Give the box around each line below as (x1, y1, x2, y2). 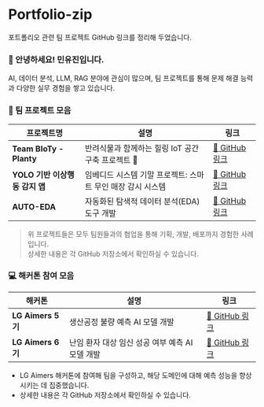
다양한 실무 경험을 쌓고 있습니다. (16, 83, 115, 93)
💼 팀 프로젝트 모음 (8, 105, 71, 116)
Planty (12, 153, 37, 164)
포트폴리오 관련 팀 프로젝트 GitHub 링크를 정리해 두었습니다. (8, 32, 192, 42)
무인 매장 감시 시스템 (93, 181, 167, 192)
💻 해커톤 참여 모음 (8, 270, 75, 281)
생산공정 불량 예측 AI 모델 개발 (69, 316, 174, 327)
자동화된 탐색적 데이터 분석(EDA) (85, 195, 200, 206)
